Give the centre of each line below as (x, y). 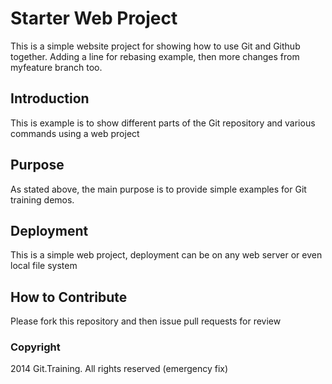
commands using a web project (75, 133)
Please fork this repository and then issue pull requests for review (146, 321)
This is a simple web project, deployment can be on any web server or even (166, 255)
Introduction (50, 98)
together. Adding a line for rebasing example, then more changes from (155, 56)
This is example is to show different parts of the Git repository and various (163, 123)
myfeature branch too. (56, 67)
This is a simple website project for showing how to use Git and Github (155, 46)
